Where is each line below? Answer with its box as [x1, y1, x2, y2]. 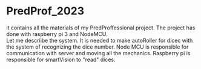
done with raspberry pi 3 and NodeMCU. [6, 30, 108, 37]
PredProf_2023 [6, 4, 85, 18]
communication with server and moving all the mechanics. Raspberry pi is [6, 49, 191, 56]
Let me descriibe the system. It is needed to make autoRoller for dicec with [6, 37, 193, 44]
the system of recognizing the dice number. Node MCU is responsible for [6, 43, 189, 50]
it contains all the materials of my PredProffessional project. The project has [6, 24, 196, 31]
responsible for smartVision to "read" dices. [6, 56, 116, 63]
